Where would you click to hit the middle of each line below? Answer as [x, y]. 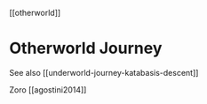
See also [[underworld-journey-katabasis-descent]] [104, 72]
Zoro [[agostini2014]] [48, 89]
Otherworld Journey [86, 48]
